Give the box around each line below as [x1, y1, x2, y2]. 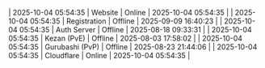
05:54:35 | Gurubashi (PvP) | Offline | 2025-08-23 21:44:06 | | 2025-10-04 [8, 42, 258, 52]
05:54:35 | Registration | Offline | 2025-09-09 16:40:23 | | [29, 16, 223, 26]
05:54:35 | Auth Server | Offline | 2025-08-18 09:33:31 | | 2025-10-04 [19, 25, 252, 34]
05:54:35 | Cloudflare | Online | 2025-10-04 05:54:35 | [8, 51, 191, 60]
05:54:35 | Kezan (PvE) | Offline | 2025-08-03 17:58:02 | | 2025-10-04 [8, 33, 243, 43]
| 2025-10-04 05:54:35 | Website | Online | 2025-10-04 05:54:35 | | [8, 8, 233, 17]
